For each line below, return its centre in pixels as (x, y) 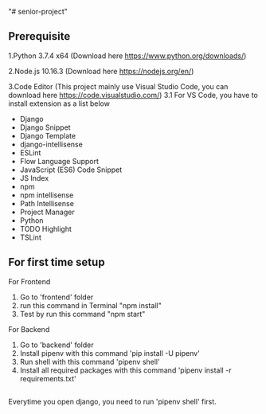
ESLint (30, 152)
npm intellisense (47, 195)
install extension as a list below (59, 103)
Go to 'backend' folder (57, 345)
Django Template (48, 135)
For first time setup (57, 262)
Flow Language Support (59, 161)
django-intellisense (51, 144)
